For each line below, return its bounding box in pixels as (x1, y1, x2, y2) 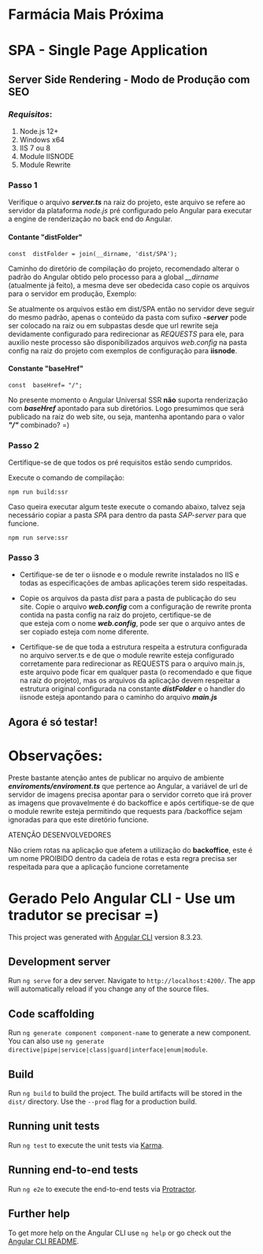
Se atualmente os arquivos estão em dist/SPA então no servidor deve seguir (8, 304, 255, 313)
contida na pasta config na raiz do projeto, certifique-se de (19, 610, 212, 620)
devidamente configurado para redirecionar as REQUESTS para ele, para (8, 329, 244, 338)
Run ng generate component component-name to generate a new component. (8, 1028, 252, 1038)
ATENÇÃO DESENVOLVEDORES (8, 830, 112, 839)
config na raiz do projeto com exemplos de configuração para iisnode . (8, 346, 238, 355)
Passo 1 (8, 179, 38, 191)
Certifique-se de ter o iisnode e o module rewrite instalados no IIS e (19, 570, 239, 579)
